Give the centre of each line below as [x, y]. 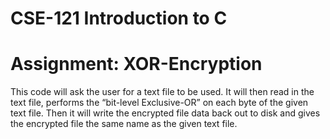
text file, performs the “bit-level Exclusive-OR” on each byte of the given [159, 103]
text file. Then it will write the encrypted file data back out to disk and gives [165, 113]
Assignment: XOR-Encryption [136, 64]
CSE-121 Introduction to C [119, 18]
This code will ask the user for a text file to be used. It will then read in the [162, 92]
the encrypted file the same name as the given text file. [124, 124]
